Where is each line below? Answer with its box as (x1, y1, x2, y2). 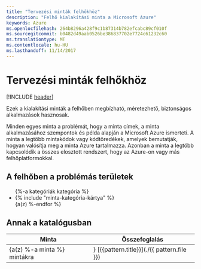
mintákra (9, 253, 34, 261)
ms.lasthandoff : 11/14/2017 (6, 48, 77, 54)
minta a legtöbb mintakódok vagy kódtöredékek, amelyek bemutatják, (6, 135, 178, 142)
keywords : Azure (6, 20, 47, 26)
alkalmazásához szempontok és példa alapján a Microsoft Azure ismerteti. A (6, 129, 194, 136)
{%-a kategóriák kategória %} (14, 188, 89, 195)
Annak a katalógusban (6, 218, 92, 228)
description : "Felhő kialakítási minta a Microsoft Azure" (6, 14, 157, 20)
